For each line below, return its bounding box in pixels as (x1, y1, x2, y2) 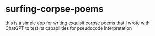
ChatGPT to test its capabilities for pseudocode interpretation (5, 25, 132, 31)
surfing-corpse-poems (5, 3, 104, 15)
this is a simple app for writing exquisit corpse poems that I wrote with (5, 20, 150, 26)
